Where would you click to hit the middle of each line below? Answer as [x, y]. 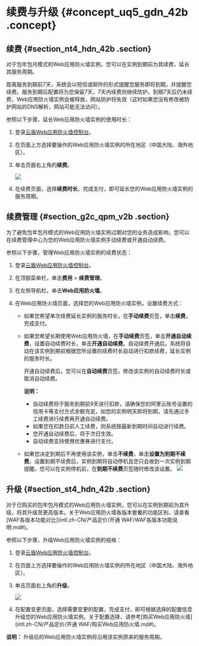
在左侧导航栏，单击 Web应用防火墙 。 [60, 290]
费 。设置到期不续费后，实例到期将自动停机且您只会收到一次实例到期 [107, 461]
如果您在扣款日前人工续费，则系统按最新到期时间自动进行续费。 [111, 426]
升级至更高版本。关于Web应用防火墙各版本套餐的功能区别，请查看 [108, 512]
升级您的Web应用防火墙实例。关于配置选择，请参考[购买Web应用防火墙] [103, 616]
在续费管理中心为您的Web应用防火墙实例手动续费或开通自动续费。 [87, 240]
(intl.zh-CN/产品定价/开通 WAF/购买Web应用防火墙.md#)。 [87, 624]
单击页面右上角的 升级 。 [43, 585]
